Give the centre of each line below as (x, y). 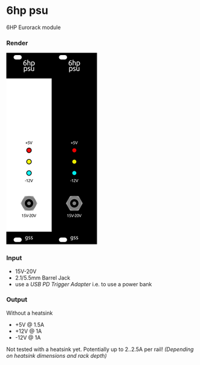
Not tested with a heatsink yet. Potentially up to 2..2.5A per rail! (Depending (100, 349)
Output (17, 300)
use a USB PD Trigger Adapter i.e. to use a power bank (83, 284)
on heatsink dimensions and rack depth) (56, 355)
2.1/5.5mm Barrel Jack (43, 278)
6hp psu (27, 11)
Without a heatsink (30, 313)
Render (17, 43)
